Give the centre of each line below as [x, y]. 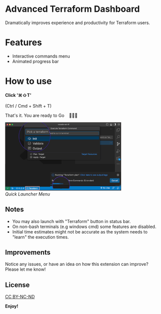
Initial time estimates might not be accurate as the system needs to [80, 231]
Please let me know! [25, 269]
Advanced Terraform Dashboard [72, 9]
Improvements [28, 252]
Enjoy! [12, 306]
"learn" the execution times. [40, 237]
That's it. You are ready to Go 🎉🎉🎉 [41, 115]
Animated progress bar [35, 61]
